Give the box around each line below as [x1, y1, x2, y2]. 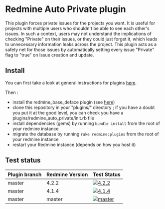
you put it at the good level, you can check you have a [12, 109, 124, 115]
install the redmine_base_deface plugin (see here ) [12, 99, 115, 105]
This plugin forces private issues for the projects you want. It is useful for [5, 20, 156, 26]
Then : [5, 89, 18, 95]
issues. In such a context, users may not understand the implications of [5, 30, 152, 36]
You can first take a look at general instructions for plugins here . [5, 79, 137, 85]
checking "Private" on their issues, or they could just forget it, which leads [5, 36, 158, 42]
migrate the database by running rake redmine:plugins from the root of [12, 131, 159, 137]
